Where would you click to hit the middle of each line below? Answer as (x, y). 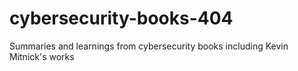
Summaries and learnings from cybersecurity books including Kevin (149, 46)
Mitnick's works (42, 56)
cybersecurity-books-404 (121, 18)
